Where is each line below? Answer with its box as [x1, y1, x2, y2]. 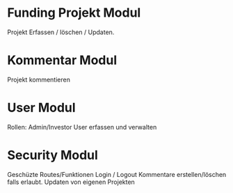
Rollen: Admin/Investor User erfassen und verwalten [7, 123, 157, 131]
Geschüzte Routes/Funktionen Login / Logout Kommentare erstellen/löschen [7, 170, 227, 178]
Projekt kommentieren [7, 75, 71, 84]
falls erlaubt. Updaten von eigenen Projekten [7, 178, 136, 186]
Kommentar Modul [7, 52, 118, 68]
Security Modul [7, 148, 99, 163]
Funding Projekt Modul [7, 5, 141, 21]
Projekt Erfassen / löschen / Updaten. [7, 28, 115, 36]
